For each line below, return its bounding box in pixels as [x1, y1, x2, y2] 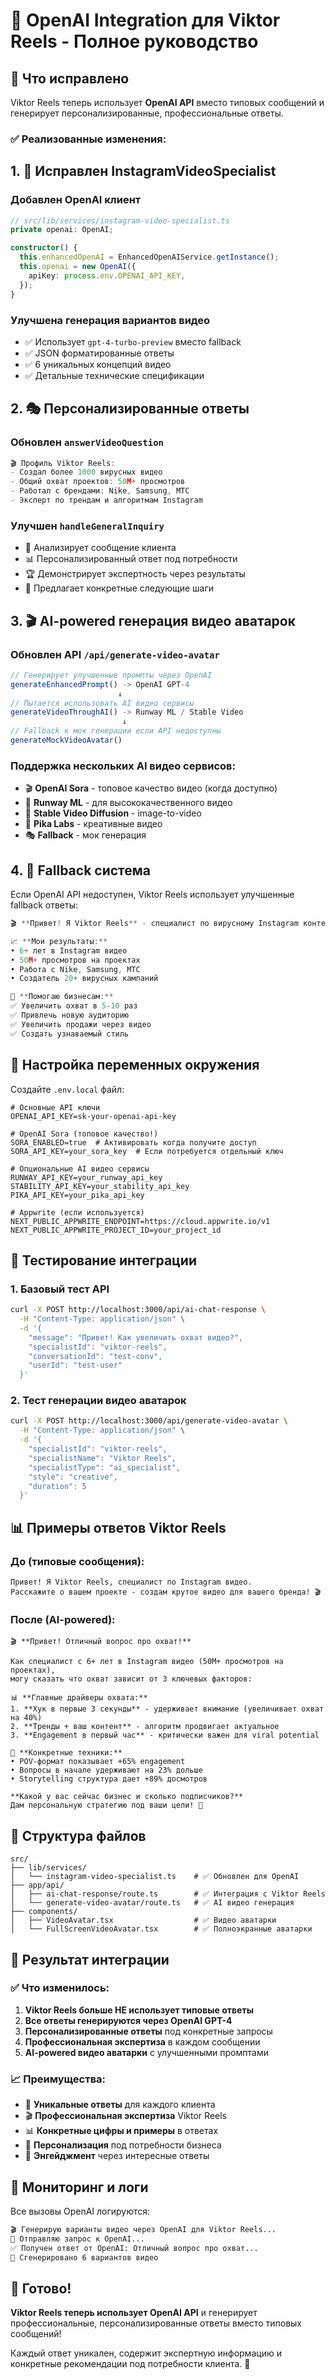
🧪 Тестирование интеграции [10, 1252, 197, 1269]
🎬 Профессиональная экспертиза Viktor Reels [24, 2110, 227, 2122]
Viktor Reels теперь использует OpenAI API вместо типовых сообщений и [10, 97, 325, 108]
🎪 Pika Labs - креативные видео [24, 818, 163, 830]
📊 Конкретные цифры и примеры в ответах [24, 2125, 219, 2137]
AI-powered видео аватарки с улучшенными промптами [24, 2046, 269, 2058]
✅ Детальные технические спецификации [24, 369, 205, 381]
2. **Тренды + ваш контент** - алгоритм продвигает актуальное [10, 1722, 280, 1732]
